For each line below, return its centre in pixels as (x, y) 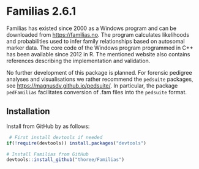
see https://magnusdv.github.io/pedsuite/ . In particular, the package (92, 85)
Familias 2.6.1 (41, 11)
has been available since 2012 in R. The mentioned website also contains (98, 54)
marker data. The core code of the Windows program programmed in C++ (100, 48)
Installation (28, 111)
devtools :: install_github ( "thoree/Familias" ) (65, 160)
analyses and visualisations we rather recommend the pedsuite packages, (100, 79)
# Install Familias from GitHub (47, 154)
